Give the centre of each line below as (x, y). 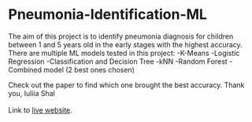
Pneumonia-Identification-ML (107, 15)
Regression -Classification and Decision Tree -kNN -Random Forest (118, 61)
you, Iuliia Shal (31, 93)
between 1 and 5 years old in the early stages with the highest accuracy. (125, 44)
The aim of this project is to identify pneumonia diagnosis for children (121, 36)
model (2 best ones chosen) (89, 69)
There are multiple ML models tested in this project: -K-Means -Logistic (124, 53)
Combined (25, 69)
